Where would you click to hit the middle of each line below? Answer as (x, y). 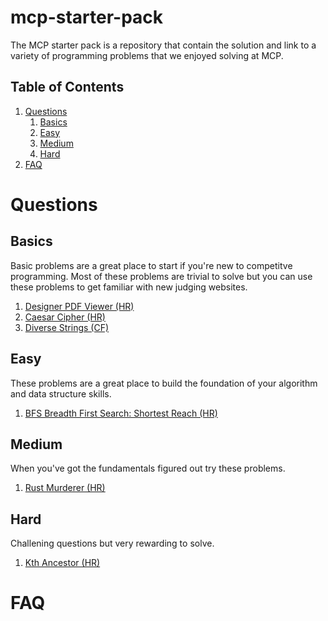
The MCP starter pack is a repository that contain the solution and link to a (163, 45)
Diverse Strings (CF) (67, 327)
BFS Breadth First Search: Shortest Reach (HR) (121, 413)
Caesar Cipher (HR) (65, 317)
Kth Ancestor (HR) (62, 563)
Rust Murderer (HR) (65, 488)
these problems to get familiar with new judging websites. (129, 287)
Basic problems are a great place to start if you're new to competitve (151, 265)
